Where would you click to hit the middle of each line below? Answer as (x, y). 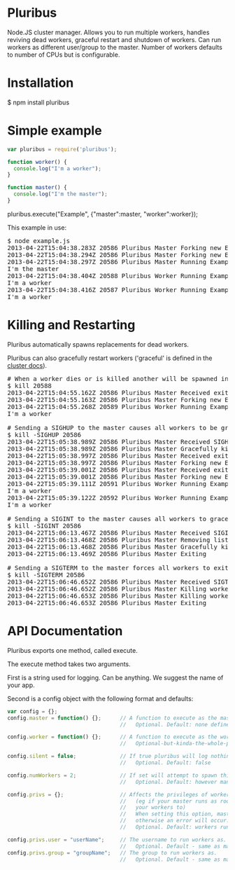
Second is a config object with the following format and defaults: (100, 698)
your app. (21, 685)
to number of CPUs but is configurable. (64, 55)
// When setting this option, (167, 814)
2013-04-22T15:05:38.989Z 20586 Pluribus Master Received (109, 442)
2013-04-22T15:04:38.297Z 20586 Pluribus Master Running (107, 262)
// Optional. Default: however (169, 782)
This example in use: (37, 227)
